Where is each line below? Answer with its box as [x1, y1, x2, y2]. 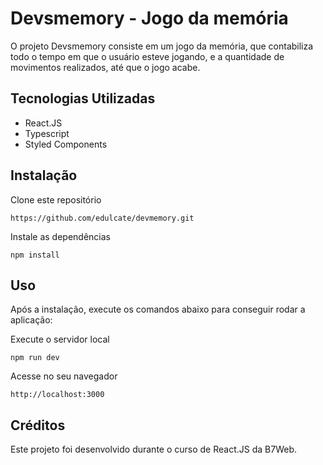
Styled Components [24, 138, 108, 150]
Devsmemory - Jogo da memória [10, 7, 289, 30]
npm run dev [10, 353, 60, 363]
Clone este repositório [10, 193, 102, 206]
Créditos [10, 417, 66, 434]
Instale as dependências [10, 230, 111, 242]
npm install [10, 250, 60, 260]
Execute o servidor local [10, 333, 110, 346]
